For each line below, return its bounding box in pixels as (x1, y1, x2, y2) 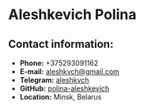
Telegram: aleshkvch (19, 76, 89, 84)
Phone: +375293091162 (19, 58, 99, 68)
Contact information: (8, 37, 114, 51)
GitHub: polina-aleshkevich (19, 84, 110, 93)
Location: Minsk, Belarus (19, 92, 102, 101)
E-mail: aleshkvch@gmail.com (19, 67, 120, 76)
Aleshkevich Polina (8, 6, 137, 24)
